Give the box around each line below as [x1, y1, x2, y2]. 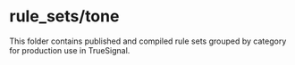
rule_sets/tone [9, 6, 120, 27]
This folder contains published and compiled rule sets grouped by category [9, 36, 287, 46]
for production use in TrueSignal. [9, 45, 131, 55]
